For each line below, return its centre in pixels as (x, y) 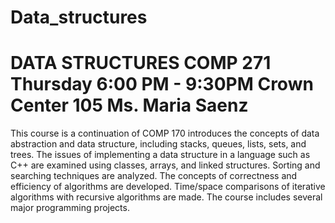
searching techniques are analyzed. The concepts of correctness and (154, 176)
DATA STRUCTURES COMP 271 (141, 63)
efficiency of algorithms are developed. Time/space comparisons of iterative (168, 187)
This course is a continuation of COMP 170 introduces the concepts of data (165, 133)
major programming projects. (70, 208)
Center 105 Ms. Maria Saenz (129, 105)
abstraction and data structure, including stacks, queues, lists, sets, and (158, 144)
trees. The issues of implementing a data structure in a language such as (160, 155)
